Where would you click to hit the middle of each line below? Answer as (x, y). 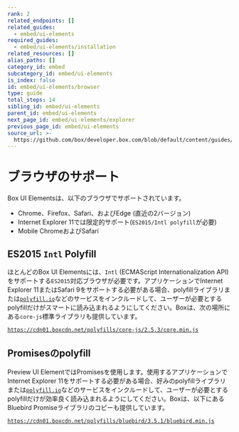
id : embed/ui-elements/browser (54, 87)
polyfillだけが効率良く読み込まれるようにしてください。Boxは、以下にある (116, 399)
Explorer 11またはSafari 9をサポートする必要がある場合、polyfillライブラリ (116, 290)
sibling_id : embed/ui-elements (54, 107)
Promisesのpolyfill (49, 353)
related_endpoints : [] (41, 21)
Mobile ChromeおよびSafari (58, 231)
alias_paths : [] (31, 60)
